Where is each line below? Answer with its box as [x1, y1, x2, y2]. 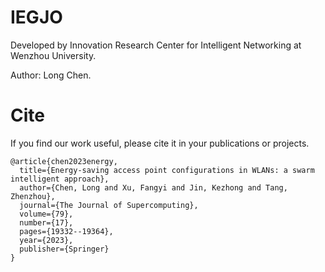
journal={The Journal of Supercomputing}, [19, 200, 199, 210]
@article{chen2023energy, [10, 156, 118, 166]
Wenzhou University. [10, 49, 97, 61]
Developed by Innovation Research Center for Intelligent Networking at [10, 39, 302, 51]
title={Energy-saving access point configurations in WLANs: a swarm [19, 165, 315, 175]
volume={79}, [19, 209, 74, 219]
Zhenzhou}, [10, 191, 56, 201]
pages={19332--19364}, [19, 226, 114, 236]
